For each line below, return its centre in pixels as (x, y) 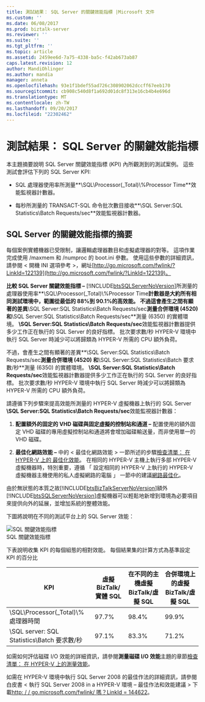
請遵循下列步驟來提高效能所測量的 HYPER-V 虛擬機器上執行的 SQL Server (99, 403)
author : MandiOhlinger (35, 69)
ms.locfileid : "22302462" (39, 114)
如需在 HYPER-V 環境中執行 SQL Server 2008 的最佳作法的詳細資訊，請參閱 (102, 677)
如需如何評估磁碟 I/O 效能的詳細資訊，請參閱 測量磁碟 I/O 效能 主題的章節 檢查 (102, 656)
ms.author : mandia (30, 74)
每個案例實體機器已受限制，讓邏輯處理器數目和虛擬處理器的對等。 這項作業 (101, 250)
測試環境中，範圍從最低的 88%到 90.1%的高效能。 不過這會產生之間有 (100, 301)
